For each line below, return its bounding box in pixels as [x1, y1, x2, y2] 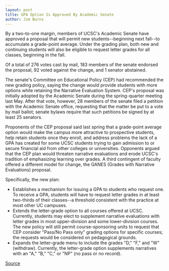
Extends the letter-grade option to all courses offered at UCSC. [12, 208, 144, 214]
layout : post [5, 7, 33, 13]
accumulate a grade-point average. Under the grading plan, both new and [5, 41, 159, 47]
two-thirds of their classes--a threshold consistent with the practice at [12, 197, 159, 203]
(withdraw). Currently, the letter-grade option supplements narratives [12, 245, 157, 251]
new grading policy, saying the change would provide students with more [5, 82, 157, 88]
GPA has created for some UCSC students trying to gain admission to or [5, 140, 155, 146]
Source [5, 260, 20, 266]
